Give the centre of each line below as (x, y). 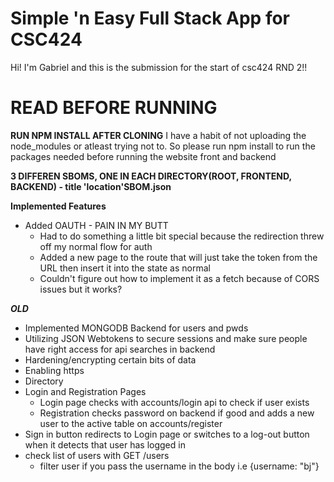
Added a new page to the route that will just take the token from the (178, 257)
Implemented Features (58, 206)
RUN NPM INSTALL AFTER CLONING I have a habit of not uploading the (158, 135)
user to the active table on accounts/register (131, 423)
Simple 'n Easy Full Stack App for (150, 18)
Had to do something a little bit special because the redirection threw (182, 236)
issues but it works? (81, 289)
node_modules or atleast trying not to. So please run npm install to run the (163, 146)
